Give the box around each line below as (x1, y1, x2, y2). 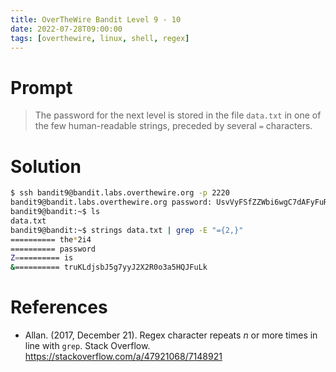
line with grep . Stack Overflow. (24, 340, 151, 352)
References (10, 296, 108, 319)
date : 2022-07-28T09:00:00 (10, 24, 123, 34)
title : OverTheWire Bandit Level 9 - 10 (10, 14, 182, 25)
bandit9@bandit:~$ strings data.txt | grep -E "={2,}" (10, 225, 244, 235)
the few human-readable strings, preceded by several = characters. (34, 120, 313, 132)
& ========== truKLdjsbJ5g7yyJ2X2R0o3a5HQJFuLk (10, 262, 208, 273)
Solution (10, 155, 82, 178)
